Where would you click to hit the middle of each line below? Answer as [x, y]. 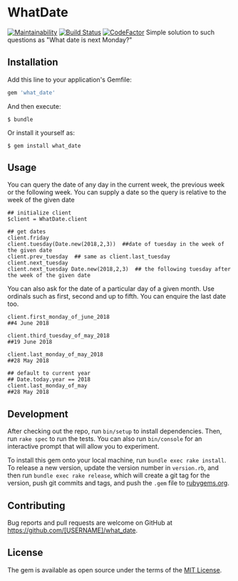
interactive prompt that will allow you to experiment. [83, 447]
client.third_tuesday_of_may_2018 [59, 336]
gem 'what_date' [31, 93]
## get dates [27, 232]
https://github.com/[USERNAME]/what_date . [72, 530]
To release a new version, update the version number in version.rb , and [113, 468]
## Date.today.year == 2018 [49, 379]
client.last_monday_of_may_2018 [55, 354]
